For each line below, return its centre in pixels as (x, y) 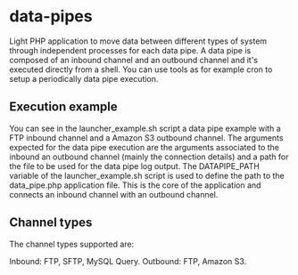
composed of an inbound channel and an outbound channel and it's (134, 60)
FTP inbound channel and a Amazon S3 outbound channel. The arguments (146, 137)
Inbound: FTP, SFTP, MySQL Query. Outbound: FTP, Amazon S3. (128, 261)
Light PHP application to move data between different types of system (138, 41)
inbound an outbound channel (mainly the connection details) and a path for (149, 157)
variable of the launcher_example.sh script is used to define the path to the (147, 175)
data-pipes (51, 16)
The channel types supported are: (72, 244)
